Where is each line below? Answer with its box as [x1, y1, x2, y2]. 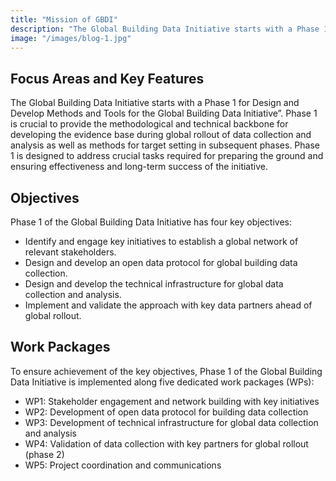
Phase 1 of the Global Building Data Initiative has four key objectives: [10, 216, 292, 228]
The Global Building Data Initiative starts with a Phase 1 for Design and [10, 97, 300, 109]
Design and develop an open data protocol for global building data [24, 257, 298, 268]
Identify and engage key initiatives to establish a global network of [24, 236, 299, 247]
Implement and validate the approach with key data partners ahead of [24, 299, 313, 311]
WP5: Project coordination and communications [24, 459, 222, 471]
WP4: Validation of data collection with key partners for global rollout [24, 437, 309, 450]
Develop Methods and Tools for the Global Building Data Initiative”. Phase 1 [10, 107, 318, 120]
